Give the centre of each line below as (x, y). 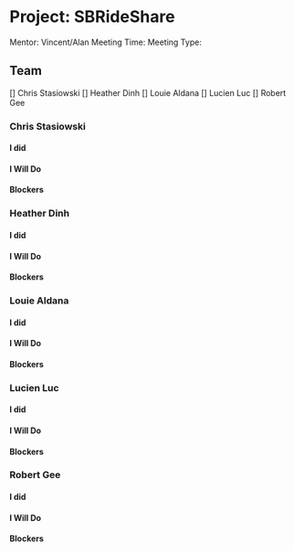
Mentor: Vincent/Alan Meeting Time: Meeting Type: (106, 42)
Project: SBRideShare (92, 17)
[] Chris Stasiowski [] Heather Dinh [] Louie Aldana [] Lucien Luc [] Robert (148, 92)
